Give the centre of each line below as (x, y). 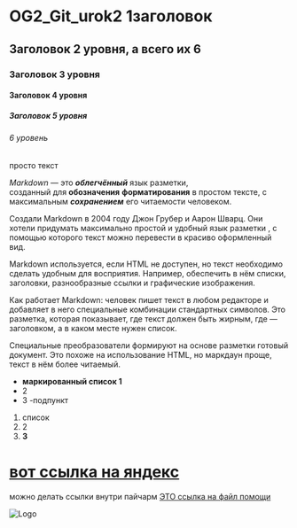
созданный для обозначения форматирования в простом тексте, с (138, 191)
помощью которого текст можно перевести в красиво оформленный (141, 237)
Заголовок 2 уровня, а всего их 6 (105, 49)
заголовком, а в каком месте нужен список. (93, 328)
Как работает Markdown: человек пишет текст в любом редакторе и (139, 299)
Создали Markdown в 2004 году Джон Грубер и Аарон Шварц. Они (136, 218)
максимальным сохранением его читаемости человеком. (121, 201)
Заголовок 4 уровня (48, 96)
